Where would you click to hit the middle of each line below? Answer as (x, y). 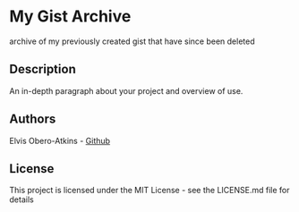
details (21, 199)
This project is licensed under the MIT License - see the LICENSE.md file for (149, 191)
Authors (33, 119)
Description (43, 69)
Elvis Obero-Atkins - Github (60, 140)
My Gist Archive (70, 17)
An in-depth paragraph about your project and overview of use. (126, 90)
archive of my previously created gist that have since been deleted (132, 41)
